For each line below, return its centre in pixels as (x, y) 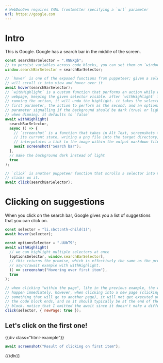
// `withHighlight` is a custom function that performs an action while (80, 92)
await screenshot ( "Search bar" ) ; (48, 147)
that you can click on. (26, 221)
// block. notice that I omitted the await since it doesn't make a (76, 306)
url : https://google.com (30, 14)
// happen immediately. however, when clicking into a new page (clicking (82, 292)
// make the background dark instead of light (57, 155)
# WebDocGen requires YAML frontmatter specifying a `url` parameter (77, 10)
